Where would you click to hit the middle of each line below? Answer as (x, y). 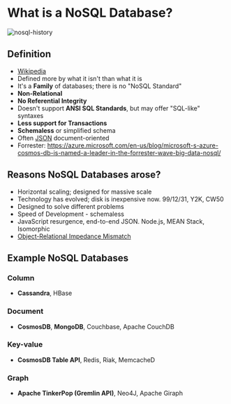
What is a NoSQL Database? (90, 13)
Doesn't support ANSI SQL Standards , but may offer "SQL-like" (109, 108)
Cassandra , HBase (45, 293)
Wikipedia (32, 71)
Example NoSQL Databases (68, 258)
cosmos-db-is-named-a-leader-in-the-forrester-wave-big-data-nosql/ (119, 152)
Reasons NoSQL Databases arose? (84, 175)
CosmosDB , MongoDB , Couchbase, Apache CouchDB (96, 326)
